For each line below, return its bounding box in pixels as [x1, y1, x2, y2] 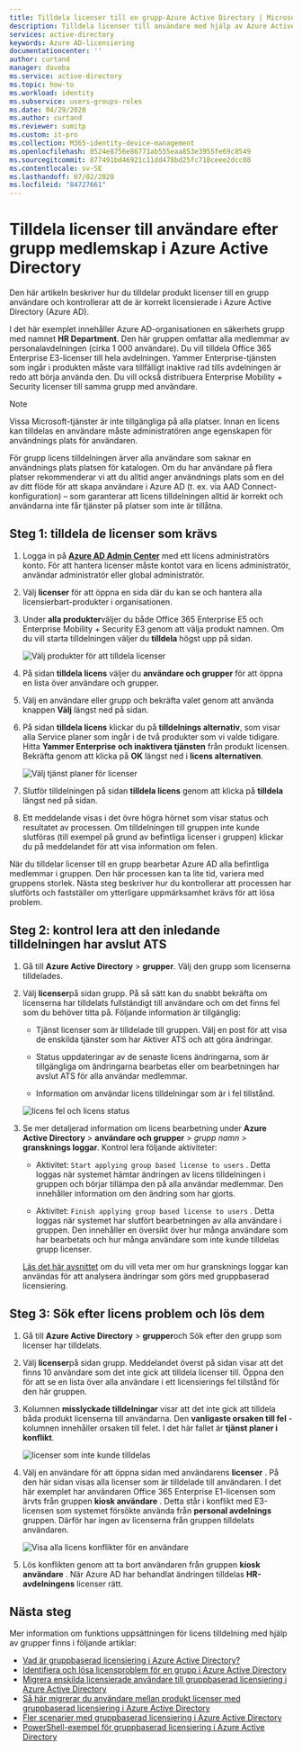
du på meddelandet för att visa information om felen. [22, 840, 218, 851]
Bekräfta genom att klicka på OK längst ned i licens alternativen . [22, 750, 263, 761]
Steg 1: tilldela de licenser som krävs [9, 526, 218, 542]
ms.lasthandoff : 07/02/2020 [9, 172, 115, 181]
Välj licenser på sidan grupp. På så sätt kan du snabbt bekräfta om [22, 987, 268, 999]
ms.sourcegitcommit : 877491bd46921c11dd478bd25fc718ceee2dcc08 [9, 155, 252, 165]
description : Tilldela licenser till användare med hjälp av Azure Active [9, 22, 296, 31]
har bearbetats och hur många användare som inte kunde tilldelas [35, 1234, 280, 1244]
